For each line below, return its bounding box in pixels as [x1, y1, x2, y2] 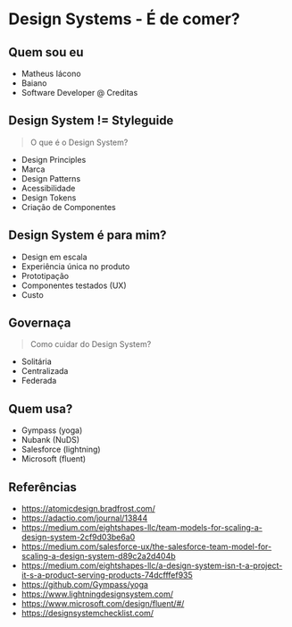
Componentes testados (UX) [21, 280, 127, 291]
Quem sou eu [8, 45, 84, 60]
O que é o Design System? [29, 137, 129, 148]
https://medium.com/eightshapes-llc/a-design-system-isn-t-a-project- [21, 560, 283, 572]
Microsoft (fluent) [21, 453, 87, 464]
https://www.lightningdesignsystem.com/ [21, 589, 174, 599]
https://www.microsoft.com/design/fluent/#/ [21, 598, 185, 609]
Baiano [21, 78, 47, 89]
